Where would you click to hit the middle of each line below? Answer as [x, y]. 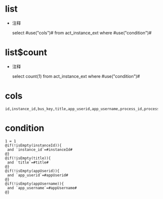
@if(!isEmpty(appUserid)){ [32, 171]
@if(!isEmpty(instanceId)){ [33, 145]
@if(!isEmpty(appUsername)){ [34, 183]
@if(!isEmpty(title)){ [28, 158]
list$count [26, 53]
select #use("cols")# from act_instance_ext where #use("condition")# [82, 33]
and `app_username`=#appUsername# [42, 188]
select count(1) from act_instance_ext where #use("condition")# [76, 76]
